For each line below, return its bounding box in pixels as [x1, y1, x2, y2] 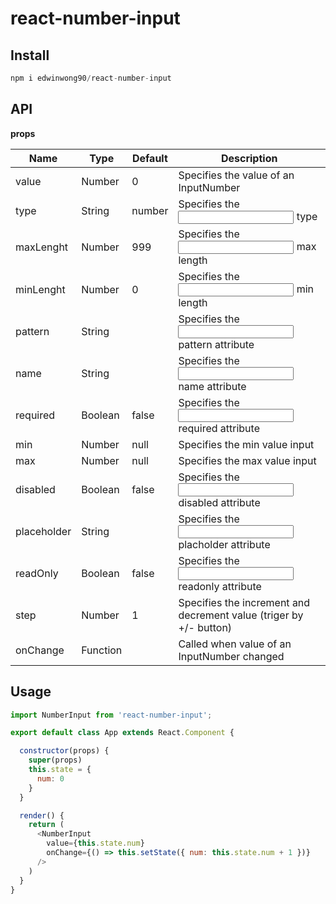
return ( [28, 820, 65, 830]
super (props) [28, 755, 83, 766]
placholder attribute [178, 537, 271, 551]
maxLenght [15, 240, 69, 254]
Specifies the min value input [178, 437, 315, 451]
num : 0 [36, 773, 65, 784]
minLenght [15, 282, 66, 296]
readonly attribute [178, 579, 262, 593]
